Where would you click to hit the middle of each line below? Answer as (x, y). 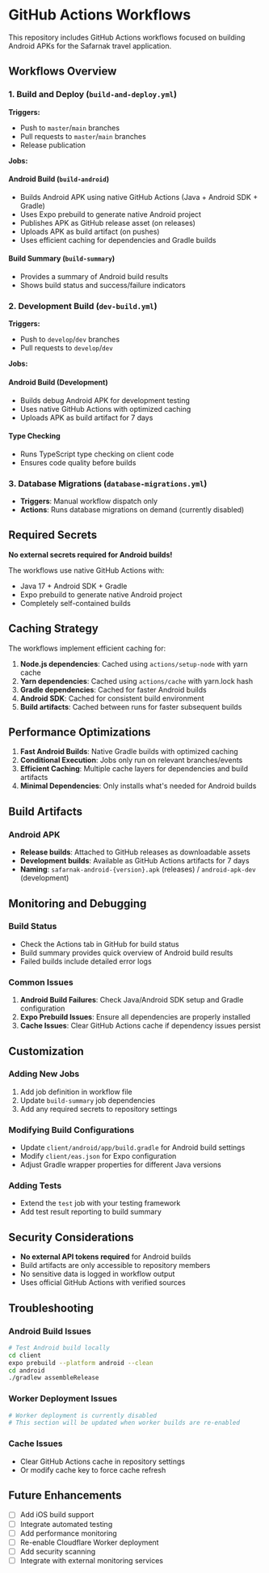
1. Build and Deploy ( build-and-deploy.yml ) (93, 95)
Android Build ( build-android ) (59, 179)
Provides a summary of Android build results (94, 277)
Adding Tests (35, 1185)
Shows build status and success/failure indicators (103, 286)
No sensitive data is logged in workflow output (97, 1274)
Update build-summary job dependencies (88, 1100)
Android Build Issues (50, 1331)
